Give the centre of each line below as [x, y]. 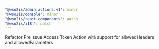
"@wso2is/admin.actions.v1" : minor [42, 10]
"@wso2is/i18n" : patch [28, 23]
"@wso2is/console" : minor [32, 14]
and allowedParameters [29, 43]
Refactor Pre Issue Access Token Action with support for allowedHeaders [79, 37]
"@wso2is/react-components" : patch [42, 19]
